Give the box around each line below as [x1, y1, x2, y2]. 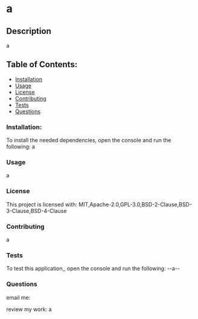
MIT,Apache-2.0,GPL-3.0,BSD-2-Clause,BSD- [78, 200, 192, 208]
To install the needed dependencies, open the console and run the [6, 137, 171, 144]
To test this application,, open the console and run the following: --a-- [6, 265, 180, 272]
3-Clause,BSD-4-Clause [6, 207, 67, 214]
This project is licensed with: [6, 200, 77, 208]
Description [6, 26, 51, 36]
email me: [6, 294, 31, 301]
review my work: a [6, 305, 52, 313]
